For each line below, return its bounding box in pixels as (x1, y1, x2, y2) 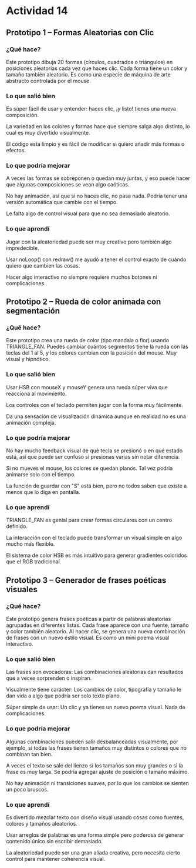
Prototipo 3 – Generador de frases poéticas (6, 575, 167, 585)
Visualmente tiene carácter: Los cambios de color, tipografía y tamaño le (6, 686, 182, 693)
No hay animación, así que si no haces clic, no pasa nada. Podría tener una (6, 192, 188, 199)
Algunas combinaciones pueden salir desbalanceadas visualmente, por (6, 738, 178, 745)
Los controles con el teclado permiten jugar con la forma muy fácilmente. (6, 401, 183, 408)
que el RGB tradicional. (6, 558, 62, 565)
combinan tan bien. (6, 750, 53, 757)
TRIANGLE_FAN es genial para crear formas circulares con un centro (6, 516, 173, 524)
